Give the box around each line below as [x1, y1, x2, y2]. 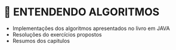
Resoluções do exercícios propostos [12, 31, 102, 38]
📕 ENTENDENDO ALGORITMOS [4, 5, 160, 19]
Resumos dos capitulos [12, 37, 70, 44]
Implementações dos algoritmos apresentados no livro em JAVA [12, 25, 170, 32]
